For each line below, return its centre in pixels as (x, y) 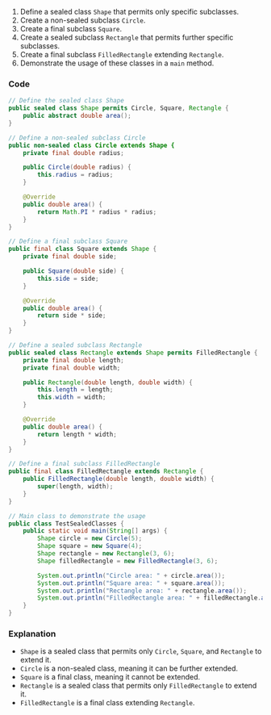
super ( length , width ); (75, 487)
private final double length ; (74, 360)
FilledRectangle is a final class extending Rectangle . (107, 703)
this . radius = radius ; (75, 175)
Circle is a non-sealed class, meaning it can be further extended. (129, 668)
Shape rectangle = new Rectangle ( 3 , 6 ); (106, 554)
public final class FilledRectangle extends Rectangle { (106, 471)
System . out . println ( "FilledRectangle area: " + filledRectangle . (150, 598)
